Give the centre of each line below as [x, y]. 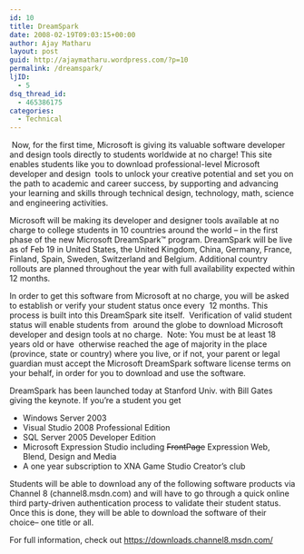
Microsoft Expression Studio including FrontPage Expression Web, [146, 447]
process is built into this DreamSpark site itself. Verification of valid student [151, 315]
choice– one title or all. [52, 522]
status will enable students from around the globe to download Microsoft [147, 325]
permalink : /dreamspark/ [56, 69]
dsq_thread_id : [38, 94]
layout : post [34, 52]
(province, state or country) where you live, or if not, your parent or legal [145, 354]
